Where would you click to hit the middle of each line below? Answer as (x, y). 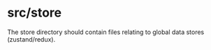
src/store (34, 13)
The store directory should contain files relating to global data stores (106, 32)
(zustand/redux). (31, 39)
